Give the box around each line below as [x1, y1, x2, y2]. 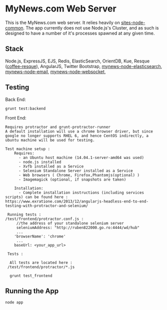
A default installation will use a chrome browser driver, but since [5, 128, 153, 134]
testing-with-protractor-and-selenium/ [5, 203, 88, 208]
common [5, 24, 23, 30]
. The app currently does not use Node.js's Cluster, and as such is [23, 24, 159, 30]
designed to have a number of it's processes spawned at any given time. [5, 30, 155, 36]
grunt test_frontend [9, 273, 52, 278]
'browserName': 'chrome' [14, 233, 66, 239]
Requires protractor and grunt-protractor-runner [5, 124, 111, 129]
